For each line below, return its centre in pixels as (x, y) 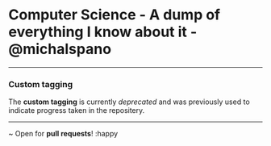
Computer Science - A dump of (114, 15)
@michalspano (60, 49)
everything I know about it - (103, 32)
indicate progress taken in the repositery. (77, 111)
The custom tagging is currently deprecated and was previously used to (129, 102)
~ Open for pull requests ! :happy (63, 134)
